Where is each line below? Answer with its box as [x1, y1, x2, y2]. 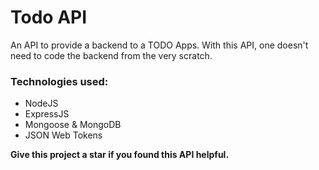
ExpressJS [24, 108, 70, 120]
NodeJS [24, 97, 59, 110]
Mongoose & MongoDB [24, 119, 122, 131]
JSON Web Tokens [24, 129, 103, 141]
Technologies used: [10, 74, 109, 88]
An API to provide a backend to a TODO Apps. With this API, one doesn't [10, 39, 309, 51]
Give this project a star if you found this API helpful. [10, 149, 230, 161]
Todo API [10, 6, 88, 29]
